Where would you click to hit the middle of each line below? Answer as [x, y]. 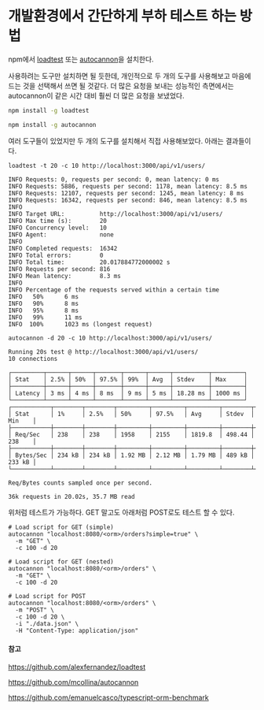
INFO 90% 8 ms [44, 303]
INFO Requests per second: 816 [59, 269]
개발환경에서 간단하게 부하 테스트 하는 [123, 16]
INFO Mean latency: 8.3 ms [65, 276]
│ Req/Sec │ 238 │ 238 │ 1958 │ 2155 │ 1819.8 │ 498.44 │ [132, 434]
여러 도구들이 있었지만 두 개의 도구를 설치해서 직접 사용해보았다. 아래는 [116, 141]
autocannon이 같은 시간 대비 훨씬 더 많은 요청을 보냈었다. [96, 95]
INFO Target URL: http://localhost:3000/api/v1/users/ [115, 214]
